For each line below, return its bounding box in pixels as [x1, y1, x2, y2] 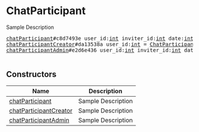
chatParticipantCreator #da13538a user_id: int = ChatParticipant [6, 41, 197, 48]
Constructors [6, 70, 57, 80]
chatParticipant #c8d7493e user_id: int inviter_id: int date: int [6, 35, 194, 42]
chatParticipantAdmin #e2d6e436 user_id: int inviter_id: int [6, 47, 182, 54]
